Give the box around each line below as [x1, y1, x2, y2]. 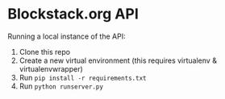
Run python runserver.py [19, 81, 104, 91]
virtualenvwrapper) [19, 64, 84, 73]
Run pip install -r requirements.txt [19, 72, 147, 82]
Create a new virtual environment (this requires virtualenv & [19, 56, 217, 65]
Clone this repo [19, 47, 70, 56]
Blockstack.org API [7, 5, 139, 23]
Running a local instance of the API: [7, 31, 126, 41]
